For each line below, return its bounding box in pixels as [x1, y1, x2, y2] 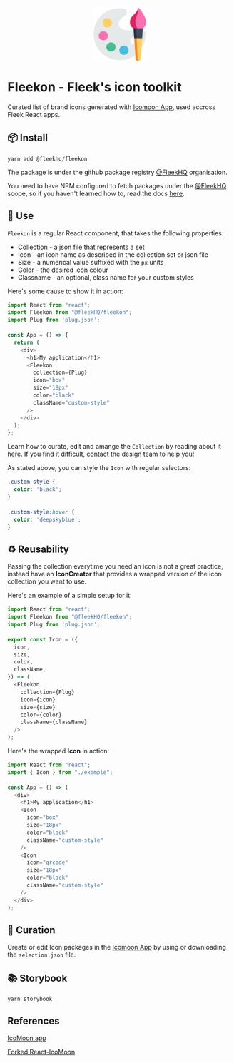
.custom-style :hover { [7, 508, 75, 516]
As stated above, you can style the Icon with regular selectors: [7, 464, 191, 472]
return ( [14, 339, 40, 346]
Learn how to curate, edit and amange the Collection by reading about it [7, 442, 221, 451]
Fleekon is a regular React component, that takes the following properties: [7, 228, 224, 238]
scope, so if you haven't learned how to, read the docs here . [7, 189, 185, 198]
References [7, 1014, 60, 1027]
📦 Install [7, 132, 49, 144]
